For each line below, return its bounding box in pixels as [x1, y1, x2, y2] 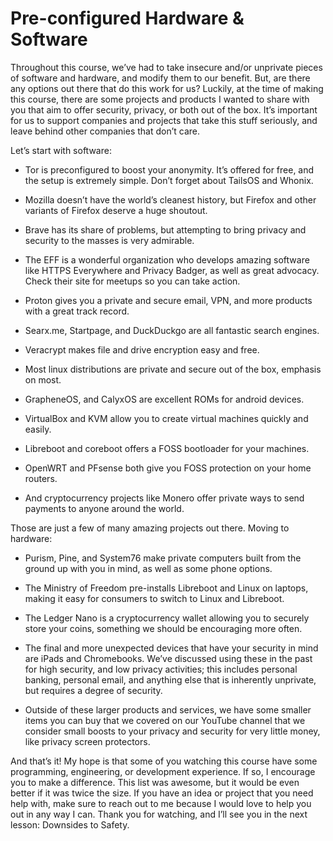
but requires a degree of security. [24, 684, 163, 696]
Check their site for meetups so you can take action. [24, 275, 241, 287]
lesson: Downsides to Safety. [10, 818, 130, 831]
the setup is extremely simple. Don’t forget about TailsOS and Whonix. [24, 174, 314, 186]
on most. [24, 373, 62, 386]
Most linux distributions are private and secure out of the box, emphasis [24, 363, 322, 375]
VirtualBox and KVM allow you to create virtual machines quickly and [24, 412, 309, 424]
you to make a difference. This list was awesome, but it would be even [10, 776, 300, 788]
